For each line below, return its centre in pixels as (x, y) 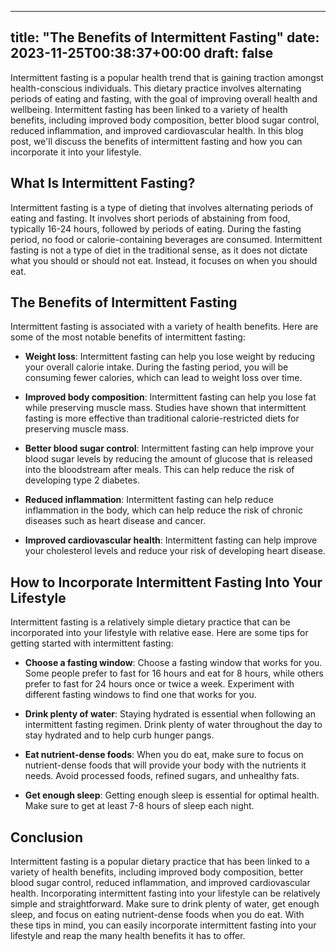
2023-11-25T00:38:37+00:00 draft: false (142, 53)
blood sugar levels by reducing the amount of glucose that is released (168, 459)
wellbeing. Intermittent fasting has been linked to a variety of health (149, 109)
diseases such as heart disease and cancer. (115, 521)
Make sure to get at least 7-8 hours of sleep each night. (139, 806)
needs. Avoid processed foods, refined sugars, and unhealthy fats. (162, 776)
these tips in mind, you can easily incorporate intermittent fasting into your (163, 925)
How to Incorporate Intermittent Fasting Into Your (166, 582)
